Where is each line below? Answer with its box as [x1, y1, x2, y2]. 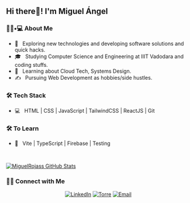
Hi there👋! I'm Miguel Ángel [6, 6, 108, 16]
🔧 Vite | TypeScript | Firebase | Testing [14, 140, 111, 147]
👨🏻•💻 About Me [6, 25, 53, 33]
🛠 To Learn [6, 124, 39, 133]
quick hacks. [14, 46, 46, 53]
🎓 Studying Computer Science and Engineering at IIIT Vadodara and [14, 53, 184, 60]
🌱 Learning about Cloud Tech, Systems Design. [14, 67, 132, 75]
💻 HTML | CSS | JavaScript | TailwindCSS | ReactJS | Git [14, 107, 155, 114]
